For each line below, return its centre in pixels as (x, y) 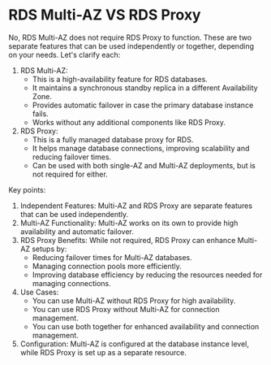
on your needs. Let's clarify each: (65, 54)
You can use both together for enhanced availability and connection (146, 326)
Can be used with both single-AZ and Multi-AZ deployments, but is (144, 165)
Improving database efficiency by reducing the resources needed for (147, 275)
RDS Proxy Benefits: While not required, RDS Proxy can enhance (128, 240)
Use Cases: (39, 292)
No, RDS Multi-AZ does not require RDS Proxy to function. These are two (130, 37)
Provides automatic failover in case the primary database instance (143, 105)
